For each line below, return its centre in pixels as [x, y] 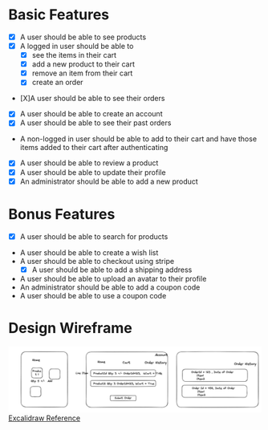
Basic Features [59, 15]
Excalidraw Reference [45, 418]
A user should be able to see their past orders [95, 123]
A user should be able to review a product [89, 163]
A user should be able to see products [83, 37]
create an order [57, 83]
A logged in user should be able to [77, 46]
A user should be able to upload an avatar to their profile [113, 278]
